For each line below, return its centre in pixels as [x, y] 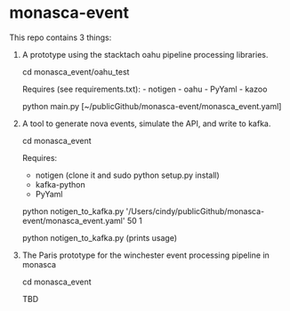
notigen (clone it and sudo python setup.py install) [127, 175]
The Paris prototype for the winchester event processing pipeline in [145, 255]
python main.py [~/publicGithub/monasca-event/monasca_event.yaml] [152, 106]
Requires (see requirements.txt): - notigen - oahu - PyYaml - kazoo [145, 89]
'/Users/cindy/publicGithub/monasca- [195, 211]
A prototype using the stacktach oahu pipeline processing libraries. [145, 54]
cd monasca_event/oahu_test [76, 72]
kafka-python [60, 184]
